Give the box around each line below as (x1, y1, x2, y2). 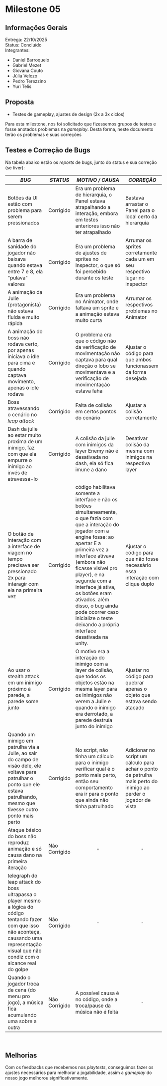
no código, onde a (75, 996, 118, 1003)
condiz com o (7, 953, 40, 960)
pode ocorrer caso (75, 608, 119, 615)
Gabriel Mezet (12, 62, 41, 68)
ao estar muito (7, 431, 41, 438)
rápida (7, 320, 23, 327)
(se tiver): (5, 164, 25, 170)
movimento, (7, 378, 35, 385)
